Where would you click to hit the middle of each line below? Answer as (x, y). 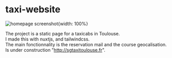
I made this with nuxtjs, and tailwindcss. (47, 39)
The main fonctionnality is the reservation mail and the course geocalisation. (86, 44)
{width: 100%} (73, 24)
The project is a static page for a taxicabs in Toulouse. (63, 33)
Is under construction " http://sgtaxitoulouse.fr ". (55, 50)
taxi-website (33, 9)
